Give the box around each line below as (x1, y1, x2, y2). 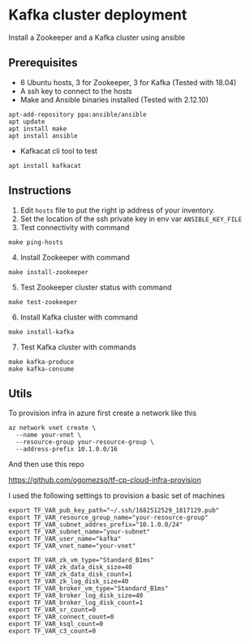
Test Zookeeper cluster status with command (19, 282, 172, 292)
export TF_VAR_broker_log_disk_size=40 (8, 592, 144, 600)
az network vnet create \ (8, 424, 96, 432)
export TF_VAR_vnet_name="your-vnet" (8, 542, 136, 551)
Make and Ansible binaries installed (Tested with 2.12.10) (19, 95, 209, 105)
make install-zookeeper (8, 268, 89, 276)
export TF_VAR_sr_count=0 (8, 606, 96, 614)
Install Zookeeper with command (19, 252, 130, 262)
